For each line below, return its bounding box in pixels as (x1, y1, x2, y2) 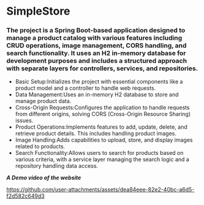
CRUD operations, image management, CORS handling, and (6, 41, 187, 50)
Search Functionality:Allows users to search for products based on (15, 149, 184, 157)
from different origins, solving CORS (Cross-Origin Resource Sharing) (15, 110, 191, 118)
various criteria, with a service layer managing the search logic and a (15, 156, 190, 163)
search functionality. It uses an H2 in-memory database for (6, 49, 186, 57)
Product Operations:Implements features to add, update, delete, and (15, 123, 188, 131)
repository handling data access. (15, 162, 99, 170)
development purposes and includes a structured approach (6, 57, 187, 65)
